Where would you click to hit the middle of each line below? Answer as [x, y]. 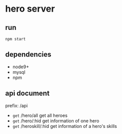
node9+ [21, 67]
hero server [30, 9]
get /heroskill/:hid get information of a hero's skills [65, 126]
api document [27, 93]
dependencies [28, 54]
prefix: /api [16, 105]
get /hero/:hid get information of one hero [56, 121]
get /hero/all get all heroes [40, 115]
